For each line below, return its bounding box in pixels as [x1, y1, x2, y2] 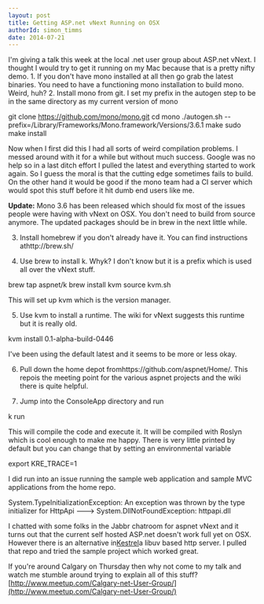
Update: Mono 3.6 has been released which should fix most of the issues [8, 201, 246, 211]
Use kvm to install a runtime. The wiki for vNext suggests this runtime [19, 311, 245, 320]
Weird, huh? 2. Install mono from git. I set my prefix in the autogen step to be [8, 88, 256, 98]
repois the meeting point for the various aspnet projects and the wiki [19, 373, 241, 382]
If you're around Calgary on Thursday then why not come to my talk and [8, 562, 242, 571]
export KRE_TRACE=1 [8, 459, 77, 469]
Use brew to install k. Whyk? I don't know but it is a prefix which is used [19, 256, 252, 266]
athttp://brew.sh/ [19, 241, 75, 251]
